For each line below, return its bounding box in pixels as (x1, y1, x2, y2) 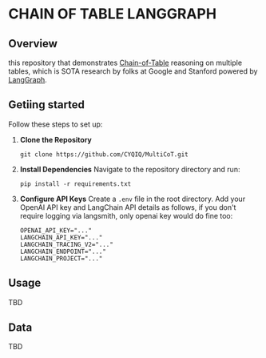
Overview (8, 37, 58, 50)
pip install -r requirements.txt (19, 179, 132, 188)
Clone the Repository (19, 135, 92, 144)
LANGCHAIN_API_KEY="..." (19, 233, 103, 241)
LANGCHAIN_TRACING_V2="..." (19, 240, 113, 248)
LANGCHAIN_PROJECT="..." (19, 254, 103, 263)
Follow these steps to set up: (8, 119, 103, 129)
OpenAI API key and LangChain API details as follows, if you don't (19, 202, 236, 212)
